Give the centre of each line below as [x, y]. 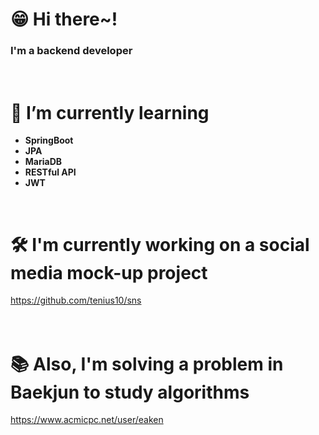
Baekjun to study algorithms [130, 392]
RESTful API [50, 172]
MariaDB [43, 162]
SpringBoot [49, 140]
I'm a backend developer [71, 51]
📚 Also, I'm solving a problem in [147, 364]
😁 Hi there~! [64, 19]
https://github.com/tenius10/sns [76, 300]
